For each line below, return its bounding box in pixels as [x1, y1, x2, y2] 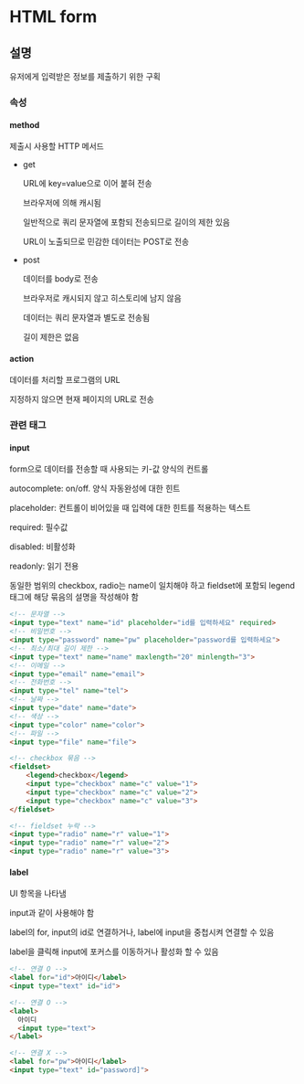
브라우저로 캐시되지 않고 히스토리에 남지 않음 [22, 292, 183, 303]
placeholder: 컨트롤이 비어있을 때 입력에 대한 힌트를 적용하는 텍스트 [9, 503, 251, 514]
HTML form [9, 6, 98, 27]
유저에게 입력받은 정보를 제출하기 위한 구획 [9, 71, 162, 81]
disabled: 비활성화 [9, 541, 76, 552]
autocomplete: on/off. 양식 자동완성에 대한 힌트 [9, 483, 181, 494]
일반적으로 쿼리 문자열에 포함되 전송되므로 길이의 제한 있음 [22, 217, 231, 228]
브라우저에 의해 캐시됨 [22, 197, 102, 208]
